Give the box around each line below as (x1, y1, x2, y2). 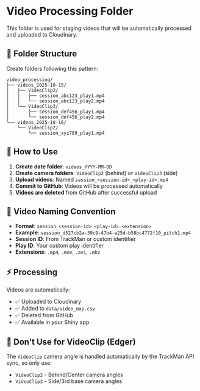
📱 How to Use (6, 146, 58, 157)
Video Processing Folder (6, 4, 134, 18)
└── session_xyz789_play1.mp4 (28, 130, 105, 136)
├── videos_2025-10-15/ (6, 82, 67, 88)
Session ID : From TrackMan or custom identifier (15, 235, 136, 243)
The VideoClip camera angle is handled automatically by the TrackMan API (6, 353, 195, 360)
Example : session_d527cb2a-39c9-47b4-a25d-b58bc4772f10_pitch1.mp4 (15, 229, 191, 236)
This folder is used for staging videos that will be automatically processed (6, 24, 192, 32)
